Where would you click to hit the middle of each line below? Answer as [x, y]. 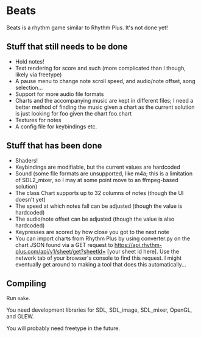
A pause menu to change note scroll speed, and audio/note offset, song [105, 81]
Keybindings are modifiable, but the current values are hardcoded [98, 167]
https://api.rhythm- [138, 244]
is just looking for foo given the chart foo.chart [73, 113]
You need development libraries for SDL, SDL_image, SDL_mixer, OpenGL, [99, 310]
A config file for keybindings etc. [56, 127]
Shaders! [26, 160]
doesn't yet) [30, 199]
